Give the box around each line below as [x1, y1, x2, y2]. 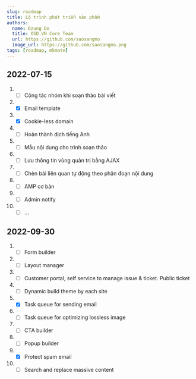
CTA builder [24, 327, 53, 334]
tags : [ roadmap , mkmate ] [7, 48, 68, 54]
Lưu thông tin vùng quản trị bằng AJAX [24, 156, 120, 164]
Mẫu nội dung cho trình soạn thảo [24, 143, 108, 151]
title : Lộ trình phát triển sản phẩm [7, 14, 100, 20]
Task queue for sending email [24, 301, 97, 308]
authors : [7, 20, 29, 26]
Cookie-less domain [24, 117, 74, 125]
